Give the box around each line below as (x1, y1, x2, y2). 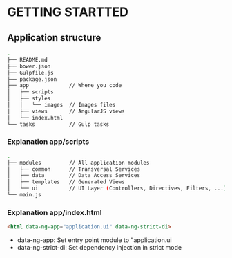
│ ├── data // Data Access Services (7, 172, 140, 179)
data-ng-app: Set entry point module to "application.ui (17, 236, 172, 244)
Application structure (7, 32, 101, 44)
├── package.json (7, 75, 57, 83)
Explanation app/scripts (7, 137, 90, 147)
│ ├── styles (7, 95, 51, 102)
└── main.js (7, 192, 41, 199)
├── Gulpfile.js (7, 69, 54, 76)
